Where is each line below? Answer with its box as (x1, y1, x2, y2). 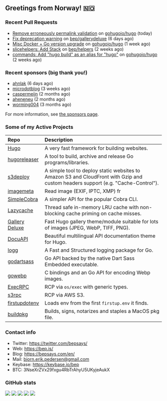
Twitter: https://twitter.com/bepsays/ (12, 340, 88, 346)
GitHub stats (5, 379, 36, 386)
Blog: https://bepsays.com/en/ (12, 351, 75, 357)
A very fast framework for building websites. (44, 145, 148, 152)
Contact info (5, 329, 36, 336)
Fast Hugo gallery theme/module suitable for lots (44, 218, 159, 225)
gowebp (7, 272, 27, 279)
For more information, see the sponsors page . (5, 111, 99, 117)
